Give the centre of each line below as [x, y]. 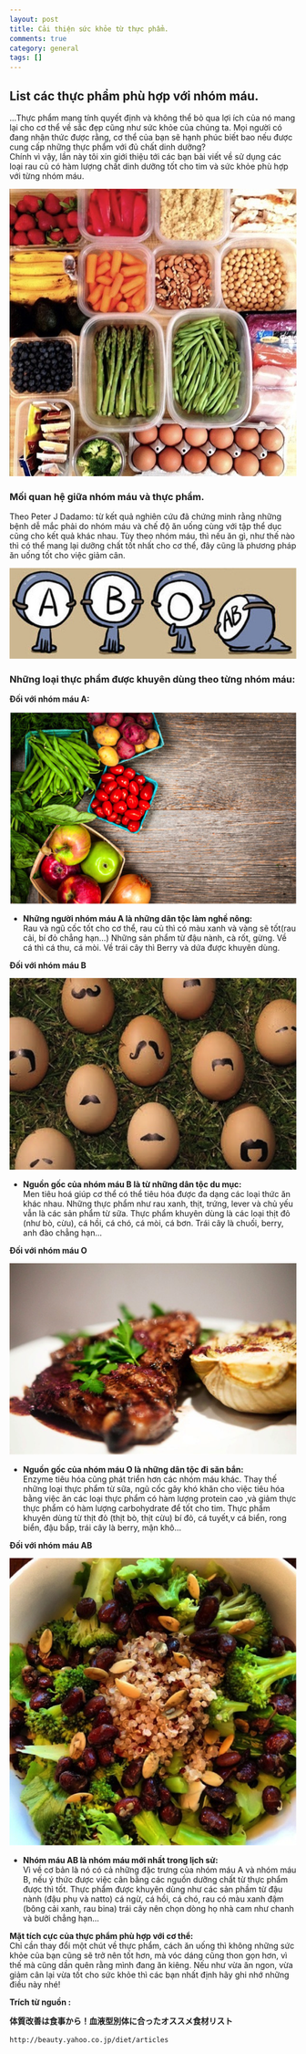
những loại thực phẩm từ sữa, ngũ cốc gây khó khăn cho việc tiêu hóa [153, 1488]
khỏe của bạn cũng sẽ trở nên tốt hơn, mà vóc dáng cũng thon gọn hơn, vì [148, 1955]
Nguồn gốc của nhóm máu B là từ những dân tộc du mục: [132, 1184]
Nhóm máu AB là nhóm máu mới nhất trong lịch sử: [120, 1860]
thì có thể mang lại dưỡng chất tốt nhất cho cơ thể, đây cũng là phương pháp [153, 546]
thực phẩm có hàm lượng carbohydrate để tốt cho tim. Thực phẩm [146, 1508]
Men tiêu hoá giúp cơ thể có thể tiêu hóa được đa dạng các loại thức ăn [157, 1194]
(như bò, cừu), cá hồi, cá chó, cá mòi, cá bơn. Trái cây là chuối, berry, [153, 1224]
